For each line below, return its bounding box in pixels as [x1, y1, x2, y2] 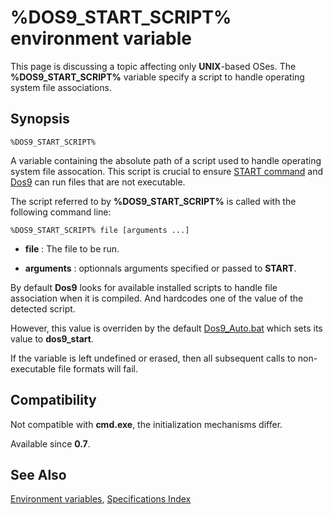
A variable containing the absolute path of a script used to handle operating [10, 154, 322, 166]
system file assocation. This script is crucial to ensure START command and [10, 165, 324, 177]
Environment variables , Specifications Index [10, 493, 192, 505]
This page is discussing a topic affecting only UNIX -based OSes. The [10, 60, 297, 72]
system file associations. [10, 81, 112, 93]
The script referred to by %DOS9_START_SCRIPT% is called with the [10, 195, 297, 207]
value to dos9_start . [10, 332, 94, 345]
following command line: [10, 206, 112, 218]
